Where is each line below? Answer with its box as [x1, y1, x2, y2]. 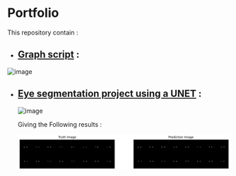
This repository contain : [7, 28, 78, 37]
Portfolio [7, 5, 59, 21]
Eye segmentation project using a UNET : [17, 88, 202, 100]
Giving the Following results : [17, 120, 102, 128]
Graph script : [17, 49, 80, 61]
